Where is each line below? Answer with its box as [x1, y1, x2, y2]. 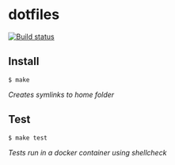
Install [8, 55, 40, 68]
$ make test [8, 133, 48, 142]
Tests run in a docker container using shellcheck [8, 148, 167, 157]
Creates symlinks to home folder [8, 90, 115, 99]
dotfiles [8, 6, 60, 24]
